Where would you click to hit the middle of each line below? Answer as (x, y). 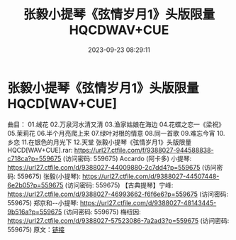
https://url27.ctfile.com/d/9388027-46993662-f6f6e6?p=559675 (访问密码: (118, 194)
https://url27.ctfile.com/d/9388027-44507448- (151, 176)
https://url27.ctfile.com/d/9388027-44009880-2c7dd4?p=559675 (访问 (112, 167)
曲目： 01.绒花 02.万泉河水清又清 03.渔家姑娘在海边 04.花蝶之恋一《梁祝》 (116, 124)
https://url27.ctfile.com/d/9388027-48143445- (148, 202)
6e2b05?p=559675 (35, 185)
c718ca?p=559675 (34, 158)
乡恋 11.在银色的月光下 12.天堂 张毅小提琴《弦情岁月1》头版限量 (100, 142)
